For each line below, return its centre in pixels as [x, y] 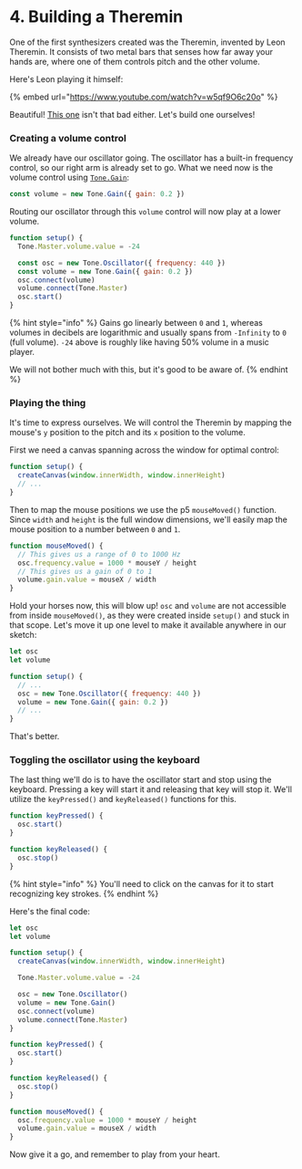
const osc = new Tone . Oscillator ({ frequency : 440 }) [121, 263]
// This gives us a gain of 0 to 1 [85, 571]
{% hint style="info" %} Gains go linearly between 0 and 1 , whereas [136, 323]
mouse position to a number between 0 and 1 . [95, 529]
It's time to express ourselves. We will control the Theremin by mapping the [151, 423]
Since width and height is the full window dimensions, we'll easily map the [149, 519]
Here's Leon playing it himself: [66, 78]
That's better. [35, 736]
